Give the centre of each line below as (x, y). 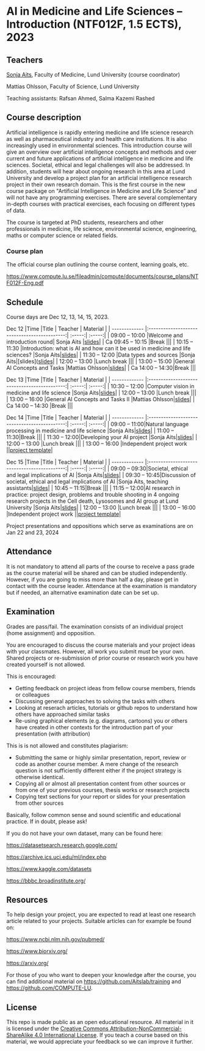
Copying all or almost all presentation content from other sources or (100, 783)
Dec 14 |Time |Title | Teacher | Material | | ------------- (75, 417)
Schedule (25, 302)
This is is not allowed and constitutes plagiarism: (67, 745)
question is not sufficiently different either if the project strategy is (98, 770)
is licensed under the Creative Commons (57, 1029)
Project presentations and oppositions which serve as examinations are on (100, 525)
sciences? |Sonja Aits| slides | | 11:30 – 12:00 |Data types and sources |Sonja (101, 355)
